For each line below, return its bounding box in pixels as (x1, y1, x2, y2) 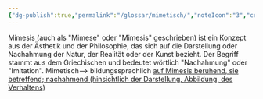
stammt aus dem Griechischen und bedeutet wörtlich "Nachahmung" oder (8, 58, 248, 67)
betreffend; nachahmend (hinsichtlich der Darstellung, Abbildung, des (8, 74, 233, 83)
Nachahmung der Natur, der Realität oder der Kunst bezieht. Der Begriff (8, 49, 239, 58)
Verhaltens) (8, 83, 45, 92)
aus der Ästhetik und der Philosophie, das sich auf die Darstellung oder (8, 41, 238, 51)
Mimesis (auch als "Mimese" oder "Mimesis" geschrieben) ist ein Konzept (8, 33, 247, 42)
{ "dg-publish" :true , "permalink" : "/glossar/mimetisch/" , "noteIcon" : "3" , (8, 11, 247, 19)
